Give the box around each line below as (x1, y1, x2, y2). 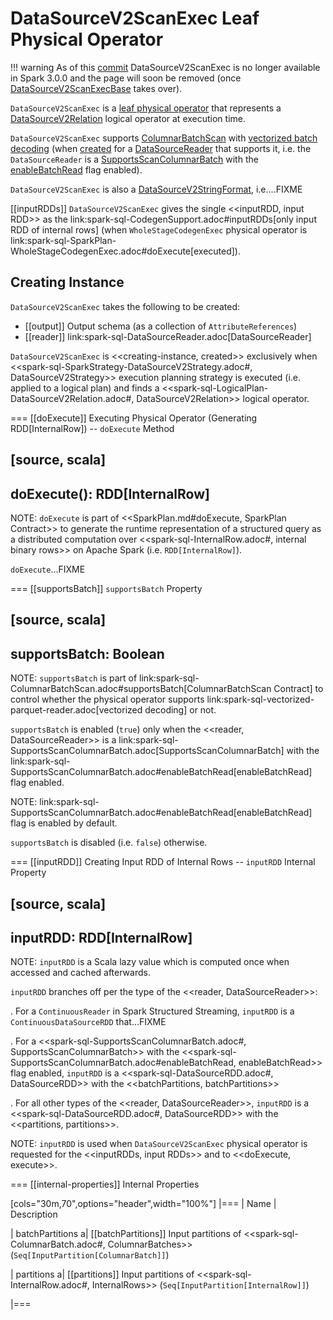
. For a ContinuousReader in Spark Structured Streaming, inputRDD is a (10, 1005, 295, 1017)
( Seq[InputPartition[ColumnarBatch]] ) (10, 1249, 170, 1261)
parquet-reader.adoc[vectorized (10, 704, 143, 716)
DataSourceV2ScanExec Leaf (10, 7, 260, 30)
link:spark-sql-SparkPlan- (10, 234, 117, 246)
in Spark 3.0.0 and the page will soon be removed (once (10, 72, 242, 84)
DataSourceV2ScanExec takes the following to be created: (10, 300, 241, 312)
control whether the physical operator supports (10, 693, 205, 706)
